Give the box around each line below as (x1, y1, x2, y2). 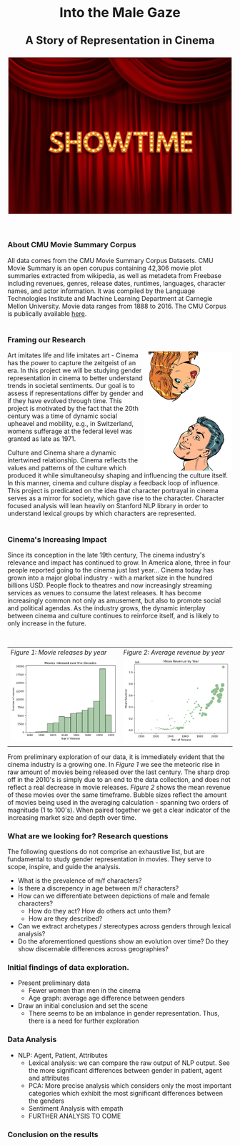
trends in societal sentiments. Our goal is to (7, 382, 136, 390)
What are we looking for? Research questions (7, 831, 169, 841)
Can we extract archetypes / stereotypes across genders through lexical (17, 922, 231, 931)
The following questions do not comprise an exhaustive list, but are (7, 848, 205, 856)
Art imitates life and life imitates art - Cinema (7, 351, 139, 360)
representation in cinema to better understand (7, 374, 143, 382)
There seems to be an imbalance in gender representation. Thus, (28, 1009, 220, 1018)
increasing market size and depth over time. (7, 813, 137, 822)
